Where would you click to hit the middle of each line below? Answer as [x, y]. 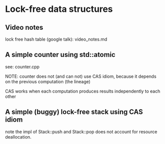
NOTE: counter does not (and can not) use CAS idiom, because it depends [81, 76]
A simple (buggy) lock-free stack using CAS [74, 112]
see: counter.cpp [22, 67]
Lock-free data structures [59, 9]
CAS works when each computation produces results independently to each [83, 91]
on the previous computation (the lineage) [48, 81]
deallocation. [18, 137]
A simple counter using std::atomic [60, 55]
